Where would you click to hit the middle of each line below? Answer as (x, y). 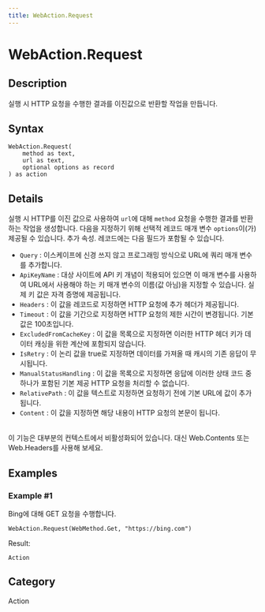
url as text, (44, 161)
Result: (19, 543)
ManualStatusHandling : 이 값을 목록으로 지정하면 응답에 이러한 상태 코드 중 (136, 373)
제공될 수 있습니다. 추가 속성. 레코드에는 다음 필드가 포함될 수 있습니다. (116, 238)
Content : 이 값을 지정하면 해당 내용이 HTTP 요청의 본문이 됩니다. (120, 413)
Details (26, 198)
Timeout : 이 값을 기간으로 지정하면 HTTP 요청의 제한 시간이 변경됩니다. (129, 314)
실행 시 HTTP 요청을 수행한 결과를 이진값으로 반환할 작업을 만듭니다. (113, 103)
